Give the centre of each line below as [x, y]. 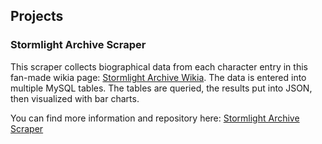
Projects [37, 16]
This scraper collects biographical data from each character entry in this [159, 66]
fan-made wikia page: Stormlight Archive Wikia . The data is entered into [158, 77]
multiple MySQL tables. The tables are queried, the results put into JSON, [161, 88]
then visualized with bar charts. [75, 98]
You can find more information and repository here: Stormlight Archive [155, 118]
